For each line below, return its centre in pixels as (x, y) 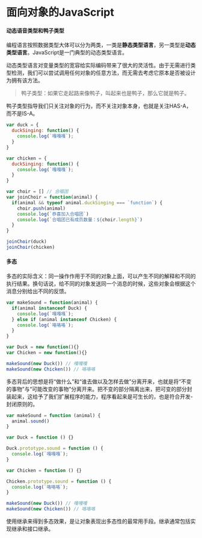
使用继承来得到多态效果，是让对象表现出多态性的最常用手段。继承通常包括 (98, 521)
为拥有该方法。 (25, 80)
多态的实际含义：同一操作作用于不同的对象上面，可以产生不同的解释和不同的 (101, 276)
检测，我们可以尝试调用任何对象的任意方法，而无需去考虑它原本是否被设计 (103, 73)
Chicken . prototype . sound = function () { (59, 481)
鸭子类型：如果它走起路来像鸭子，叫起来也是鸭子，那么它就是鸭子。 (105, 93)
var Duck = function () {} (40, 437)
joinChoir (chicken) (31, 248)
